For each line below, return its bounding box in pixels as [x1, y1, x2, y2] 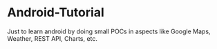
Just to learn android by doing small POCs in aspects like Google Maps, [7, 27, 211, 35]
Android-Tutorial [7, 5, 105, 20]
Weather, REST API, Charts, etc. [7, 34, 98, 42]
